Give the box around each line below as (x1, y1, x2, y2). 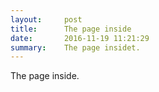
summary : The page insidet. (10, 42, 141, 53)
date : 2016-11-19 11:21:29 (10, 33, 150, 43)
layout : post (10, 14, 83, 25)
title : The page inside (10, 24, 132, 34)
